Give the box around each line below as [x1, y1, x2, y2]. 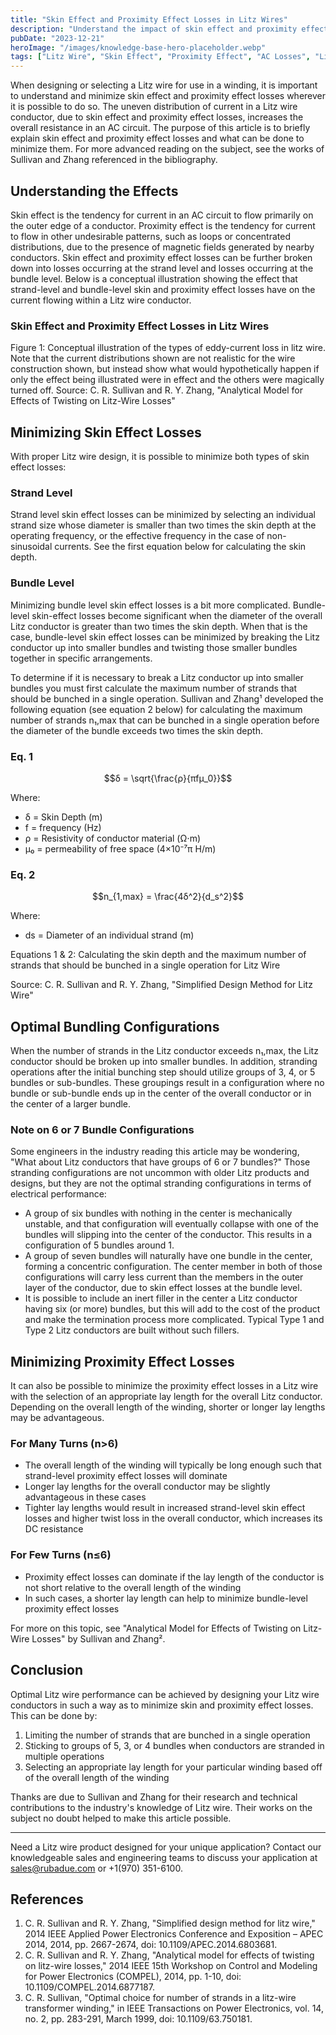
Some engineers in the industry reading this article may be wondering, [10, 1146, 300, 1158]
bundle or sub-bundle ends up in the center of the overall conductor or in [10, 1087, 312, 1100]
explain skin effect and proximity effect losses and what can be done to [10, 132, 305, 145]
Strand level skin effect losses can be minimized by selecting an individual [10, 509, 316, 521]
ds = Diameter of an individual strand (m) [24, 929, 195, 941]
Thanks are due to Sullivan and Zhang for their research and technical [10, 1791, 298, 1803]
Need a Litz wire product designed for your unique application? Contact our [10, 1841, 322, 1853]
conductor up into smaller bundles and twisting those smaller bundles [10, 641, 298, 653]
